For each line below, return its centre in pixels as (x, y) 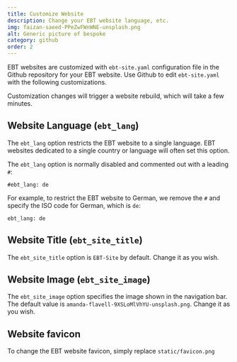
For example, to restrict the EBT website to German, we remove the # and (114, 198)
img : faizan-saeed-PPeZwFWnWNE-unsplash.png (74, 27)
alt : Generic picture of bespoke (57, 34)
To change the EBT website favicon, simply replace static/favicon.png (111, 351)
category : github (33, 40)
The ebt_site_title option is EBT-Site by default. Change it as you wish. (113, 257)
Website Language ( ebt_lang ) (73, 126)
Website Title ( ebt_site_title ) (75, 240)
